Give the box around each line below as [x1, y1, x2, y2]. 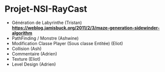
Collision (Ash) [11, 46, 42, 51]
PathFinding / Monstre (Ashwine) [11, 35, 79, 41]
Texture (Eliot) [11, 56, 40, 62]
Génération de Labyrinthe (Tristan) [11, 20, 82, 25]
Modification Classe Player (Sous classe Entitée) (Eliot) [11, 40, 124, 46]
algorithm [11, 30, 33, 36]
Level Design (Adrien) [11, 61, 56, 67]
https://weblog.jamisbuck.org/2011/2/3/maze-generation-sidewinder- [11, 24, 160, 30]
